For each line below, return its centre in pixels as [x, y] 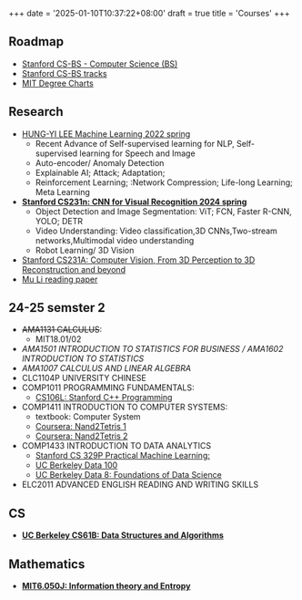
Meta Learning [62, 191]
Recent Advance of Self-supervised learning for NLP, [135, 143]
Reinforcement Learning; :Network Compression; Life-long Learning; [164, 182]
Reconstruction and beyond [74, 269]
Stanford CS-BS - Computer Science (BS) [100, 64]
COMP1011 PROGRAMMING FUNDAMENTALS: [108, 388]
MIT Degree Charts [58, 83]
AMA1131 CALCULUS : [62, 330]
